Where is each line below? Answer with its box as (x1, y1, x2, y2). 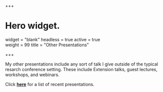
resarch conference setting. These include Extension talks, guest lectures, (5, 66, 158, 72)
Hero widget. (5, 20, 60, 31)
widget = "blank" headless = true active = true (5, 36, 101, 42)
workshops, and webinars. (5, 72, 60, 78)
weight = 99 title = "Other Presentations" (5, 42, 89, 48)
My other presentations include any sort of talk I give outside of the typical (5, 61, 159, 67)
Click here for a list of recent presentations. (5, 81, 95, 87)
